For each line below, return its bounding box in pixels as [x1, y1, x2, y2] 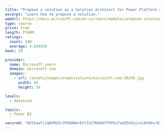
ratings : [5, 35, 23, 40]
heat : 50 [5, 48, 23, 53]
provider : [5, 57, 26, 62]
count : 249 [9, 39, 32, 44]
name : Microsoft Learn [9, 62, 56, 67]
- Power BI [9, 112, 32, 117]
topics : [5, 107, 21, 112]
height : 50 [18, 85, 41, 90]
